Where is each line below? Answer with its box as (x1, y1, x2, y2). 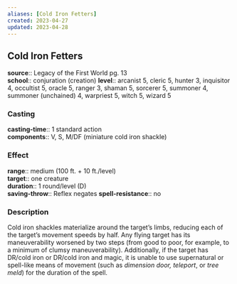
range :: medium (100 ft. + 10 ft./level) (7, 166, 116, 175)
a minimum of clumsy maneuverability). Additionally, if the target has (7, 246, 209, 254)
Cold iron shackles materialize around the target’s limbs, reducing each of (7, 223, 223, 231)
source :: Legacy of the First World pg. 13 (7, 69, 127, 77)
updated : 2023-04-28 (7, 23, 69, 31)
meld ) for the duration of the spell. (7, 268, 108, 277)
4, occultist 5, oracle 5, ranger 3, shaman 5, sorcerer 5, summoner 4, (7, 84, 209, 92)
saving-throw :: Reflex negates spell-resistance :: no (7, 189, 162, 197)
